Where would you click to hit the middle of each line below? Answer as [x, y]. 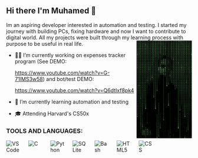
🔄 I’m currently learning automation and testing [71, 102]
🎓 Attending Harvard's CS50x [52, 113]
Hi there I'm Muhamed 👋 [51, 11]
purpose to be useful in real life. [45, 43]
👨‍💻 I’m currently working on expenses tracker [70, 55]
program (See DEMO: [40, 61]
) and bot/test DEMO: [68, 79]
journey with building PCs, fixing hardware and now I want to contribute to [96, 31]
